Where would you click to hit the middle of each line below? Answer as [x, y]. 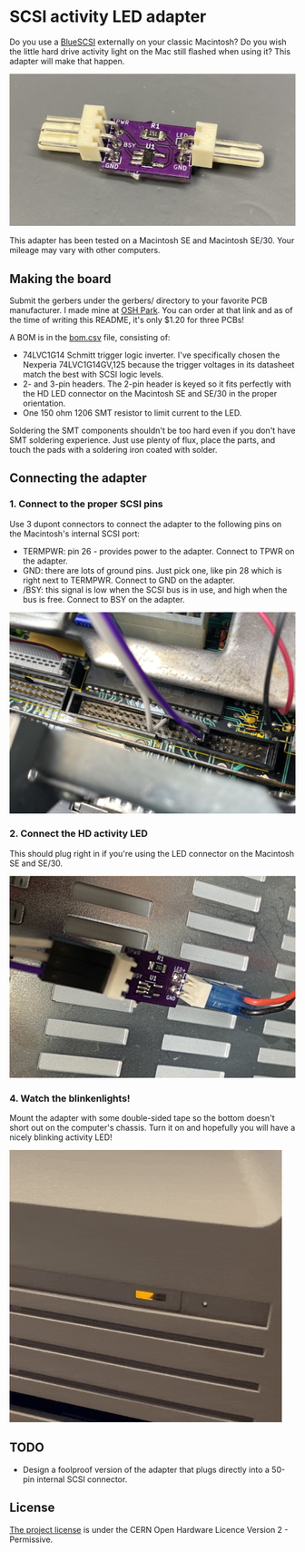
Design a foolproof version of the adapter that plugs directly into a [146, 1469]
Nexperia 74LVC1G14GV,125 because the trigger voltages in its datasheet [158, 364]
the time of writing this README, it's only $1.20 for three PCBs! [127, 319]
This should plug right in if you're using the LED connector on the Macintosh [152, 853]
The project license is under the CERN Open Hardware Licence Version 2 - [149, 1529]
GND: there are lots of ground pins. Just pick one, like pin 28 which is [152, 570]
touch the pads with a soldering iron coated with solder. [113, 449]
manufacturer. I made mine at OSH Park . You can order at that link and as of [151, 309]
